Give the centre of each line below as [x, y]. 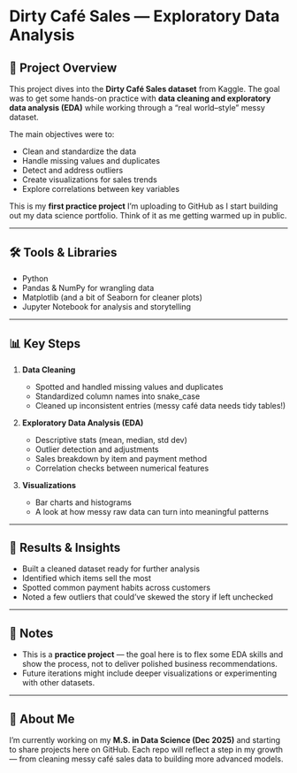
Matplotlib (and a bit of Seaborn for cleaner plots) [112, 297]
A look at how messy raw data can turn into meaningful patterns [152, 511]
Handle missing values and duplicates [91, 161]
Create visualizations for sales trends [89, 180]
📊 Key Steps [45, 344]
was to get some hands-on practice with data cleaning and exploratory [140, 98]
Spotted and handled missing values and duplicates [129, 386]
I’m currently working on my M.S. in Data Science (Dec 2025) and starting [145, 740]
